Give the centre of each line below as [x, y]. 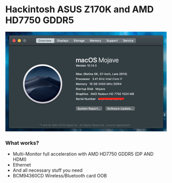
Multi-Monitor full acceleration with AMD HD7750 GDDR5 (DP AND [83, 154]
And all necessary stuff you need [48, 170]
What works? [22, 143]
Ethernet [22, 165]
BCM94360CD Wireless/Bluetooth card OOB [60, 176]
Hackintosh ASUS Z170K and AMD [80, 9]
